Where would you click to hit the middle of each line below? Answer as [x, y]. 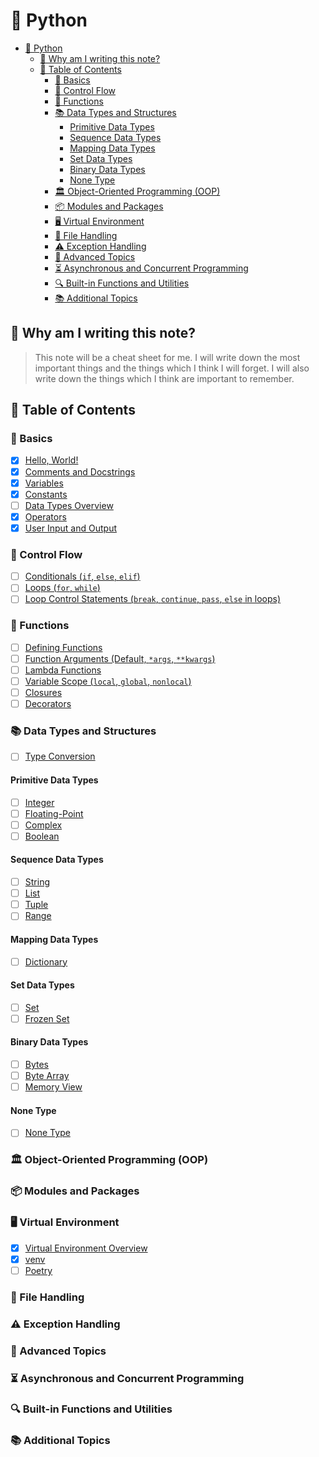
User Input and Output [70, 528]
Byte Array [47, 1076]
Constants [46, 494]
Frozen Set [47, 1018]
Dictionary [46, 961]
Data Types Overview [69, 505]
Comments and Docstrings [80, 471]
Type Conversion [60, 756]
